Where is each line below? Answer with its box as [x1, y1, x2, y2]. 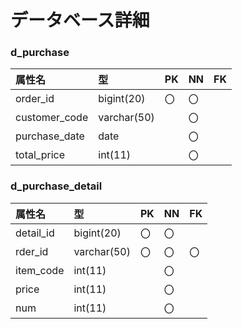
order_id [15, 92, 55, 106]
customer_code [15, 111, 89, 125]
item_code [15, 263, 65, 277]
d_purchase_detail [10, 179, 103, 193]
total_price [15, 148, 65, 162]
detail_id [15, 226, 55, 240]
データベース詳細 [10, 9, 150, 32]
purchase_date [15, 129, 85, 143]
